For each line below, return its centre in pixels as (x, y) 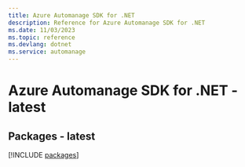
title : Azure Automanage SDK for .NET (71, 15)
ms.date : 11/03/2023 (42, 30)
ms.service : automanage (47, 52)
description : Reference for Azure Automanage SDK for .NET (107, 23)
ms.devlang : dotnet (40, 45)
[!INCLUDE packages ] (44, 155)
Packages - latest (52, 136)
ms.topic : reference (42, 37)
